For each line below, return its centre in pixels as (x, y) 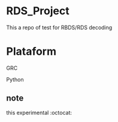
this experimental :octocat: (39, 112)
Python (15, 79)
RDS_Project (38, 11)
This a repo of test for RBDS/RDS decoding (59, 27)
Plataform (31, 51)
